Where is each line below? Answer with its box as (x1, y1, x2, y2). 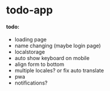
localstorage (14, 48, 45, 55)
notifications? (14, 79, 48, 86)
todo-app (6, 3, 53, 17)
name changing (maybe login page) (14, 42, 101, 50)
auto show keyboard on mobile (14, 55, 90, 62)
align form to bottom (14, 61, 65, 68)
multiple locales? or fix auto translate (14, 67, 104, 74)
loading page (14, 36, 47, 43)
